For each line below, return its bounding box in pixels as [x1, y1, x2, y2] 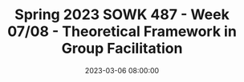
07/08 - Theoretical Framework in [6, 22, 238, 41]
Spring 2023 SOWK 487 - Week [14, 6, 230, 24]
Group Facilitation [61, 40, 183, 57]
